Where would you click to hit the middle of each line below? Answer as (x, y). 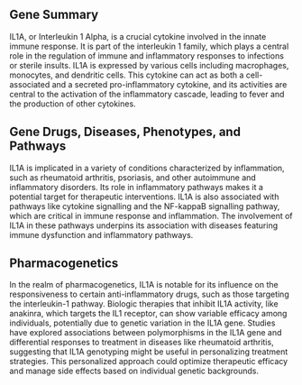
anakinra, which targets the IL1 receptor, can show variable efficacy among (148, 314)
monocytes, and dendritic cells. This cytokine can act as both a (127, 75)
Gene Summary (54, 15)
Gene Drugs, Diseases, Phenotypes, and (125, 132)
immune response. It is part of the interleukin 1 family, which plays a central (149, 46)
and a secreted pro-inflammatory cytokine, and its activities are (169, 84)
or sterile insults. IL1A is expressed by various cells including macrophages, (149, 65)
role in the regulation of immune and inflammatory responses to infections (146, 55)
